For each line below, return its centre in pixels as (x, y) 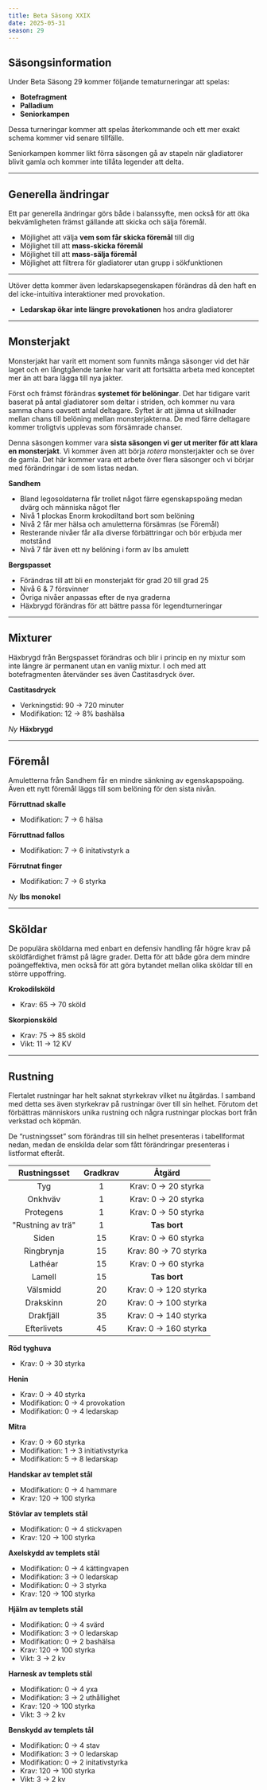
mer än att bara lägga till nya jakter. (66, 378)
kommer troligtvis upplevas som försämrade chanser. (95, 427)
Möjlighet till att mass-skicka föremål (81, 246)
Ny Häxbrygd (31, 729)
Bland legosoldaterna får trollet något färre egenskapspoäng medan (131, 499)
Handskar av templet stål (50, 1475)
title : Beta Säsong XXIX (49, 16)
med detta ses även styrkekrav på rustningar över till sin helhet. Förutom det (133, 1104)
